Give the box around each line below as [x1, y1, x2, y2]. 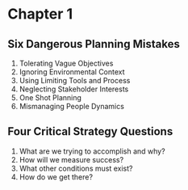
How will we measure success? [19, 154, 124, 164]
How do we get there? [19, 171, 94, 182]
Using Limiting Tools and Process [19, 76, 131, 85]
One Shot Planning [19, 93, 82, 102]
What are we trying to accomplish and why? [19, 146, 166, 156]
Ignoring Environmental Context [19, 67, 126, 77]
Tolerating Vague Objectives [19, 58, 114, 68]
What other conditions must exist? [19, 163, 133, 173]
